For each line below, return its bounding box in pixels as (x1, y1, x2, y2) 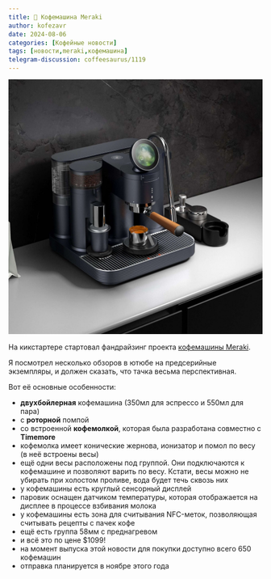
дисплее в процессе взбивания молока (19, 501, 157, 510)
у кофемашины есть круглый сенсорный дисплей (19, 484, 192, 493)
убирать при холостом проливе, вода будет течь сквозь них (19, 475, 228, 484)
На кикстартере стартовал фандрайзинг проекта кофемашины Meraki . (8, 342, 252, 352)
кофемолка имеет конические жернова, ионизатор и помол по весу (19, 441, 256, 450)
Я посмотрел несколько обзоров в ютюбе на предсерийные (8, 358, 217, 367)
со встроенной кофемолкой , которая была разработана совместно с (19, 424, 262, 433)
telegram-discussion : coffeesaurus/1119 (8, 56, 147, 64)
